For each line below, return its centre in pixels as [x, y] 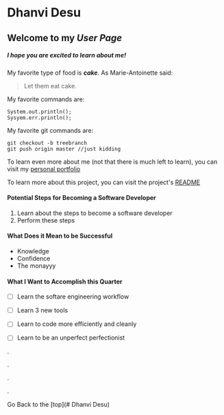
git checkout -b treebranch [47, 143]
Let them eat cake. [50, 86]
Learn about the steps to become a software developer [95, 213]
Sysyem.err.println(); [39, 118]
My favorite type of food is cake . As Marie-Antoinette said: [90, 73]
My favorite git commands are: [50, 130]
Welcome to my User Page [64, 38]
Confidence [34, 258]
